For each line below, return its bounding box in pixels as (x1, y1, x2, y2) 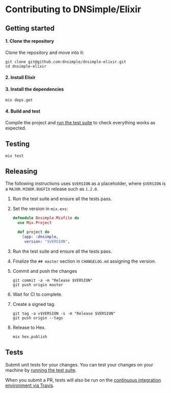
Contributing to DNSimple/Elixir (5, 4, 141, 15)
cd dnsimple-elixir (5, 64, 47, 69)
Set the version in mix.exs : (12, 205, 68, 212)
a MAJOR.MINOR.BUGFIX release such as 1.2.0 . (5, 186, 98, 192)
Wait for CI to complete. (12, 291, 63, 297)
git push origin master (12, 282, 64, 287)
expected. (5, 125, 26, 131)
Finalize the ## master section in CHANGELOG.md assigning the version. (12, 258, 156, 264)
